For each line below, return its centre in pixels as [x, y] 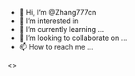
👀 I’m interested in [49, 21]
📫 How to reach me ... [56, 47]
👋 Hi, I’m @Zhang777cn [58, 12]
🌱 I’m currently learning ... [62, 29]
